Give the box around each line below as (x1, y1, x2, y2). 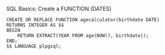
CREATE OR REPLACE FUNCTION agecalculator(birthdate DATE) (6, 17, 160, 23)
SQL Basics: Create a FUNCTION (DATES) (6, 5, 112, 12)
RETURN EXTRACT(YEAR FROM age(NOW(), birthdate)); (17, 33, 149, 39)
